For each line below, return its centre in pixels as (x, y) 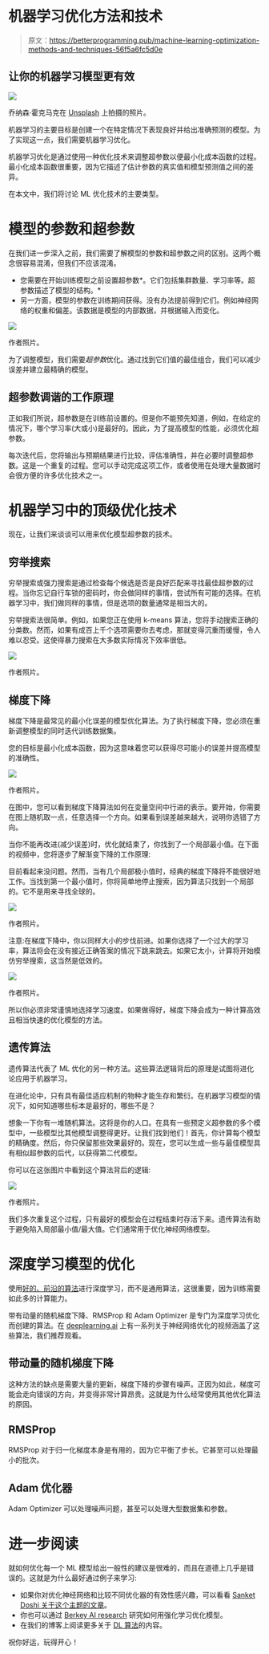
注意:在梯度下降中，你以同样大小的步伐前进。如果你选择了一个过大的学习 (129, 941)
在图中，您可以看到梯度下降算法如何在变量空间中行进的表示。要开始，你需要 (134, 807)
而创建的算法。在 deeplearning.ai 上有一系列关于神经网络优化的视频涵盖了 (131, 1325)
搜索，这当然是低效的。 (68, 961)
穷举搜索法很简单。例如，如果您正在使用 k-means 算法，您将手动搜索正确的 (133, 620)
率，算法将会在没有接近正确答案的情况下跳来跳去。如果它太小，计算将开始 (131, 951)
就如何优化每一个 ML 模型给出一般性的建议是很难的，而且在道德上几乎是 (128, 1568)
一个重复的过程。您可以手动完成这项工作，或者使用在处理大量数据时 (148, 465)
